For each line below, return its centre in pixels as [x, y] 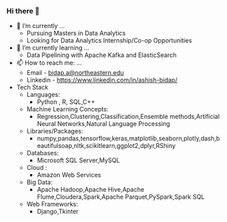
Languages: [43, 95]
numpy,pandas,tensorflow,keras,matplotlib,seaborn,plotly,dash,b [128, 138]
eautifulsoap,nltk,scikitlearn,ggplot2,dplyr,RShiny [106, 146]
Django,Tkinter [58, 212]
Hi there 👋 [23, 11]
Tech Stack [32, 87]
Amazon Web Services [69, 175]
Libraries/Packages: [55, 131]
